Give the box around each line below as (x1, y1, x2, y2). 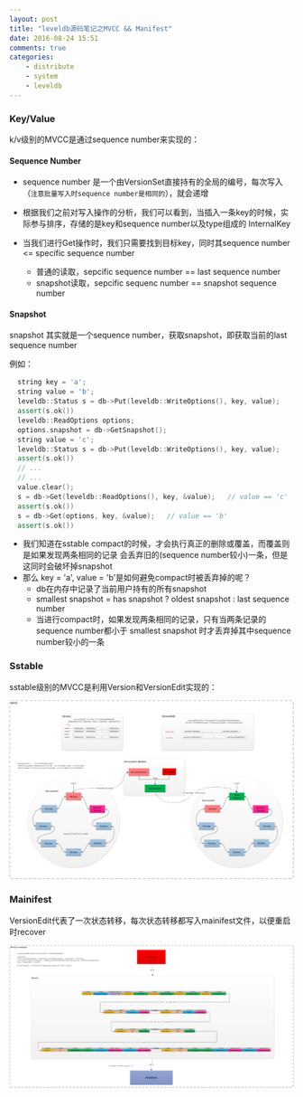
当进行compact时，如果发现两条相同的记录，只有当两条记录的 (35, 614, 267, 625)
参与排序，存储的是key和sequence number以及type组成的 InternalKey (30, 218, 291, 230)
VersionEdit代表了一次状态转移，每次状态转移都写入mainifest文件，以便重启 (9, 914, 291, 926)
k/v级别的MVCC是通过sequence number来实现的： (9, 134, 200, 145)
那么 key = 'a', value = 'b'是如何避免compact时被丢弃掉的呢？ (22, 572, 252, 583)
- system (25, 72, 59, 81)
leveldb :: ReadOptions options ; (17, 416, 135, 425)
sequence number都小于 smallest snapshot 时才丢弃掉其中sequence (35, 625, 291, 637)
